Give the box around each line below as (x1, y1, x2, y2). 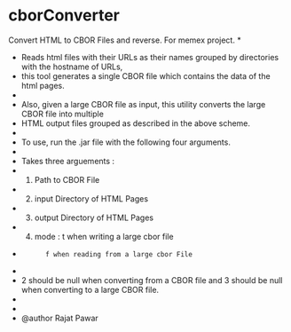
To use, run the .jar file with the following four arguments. (20, 137, 232, 147)
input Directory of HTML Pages (34, 193, 148, 204)
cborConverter (8, 5, 121, 26)
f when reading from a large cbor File (44, 249, 193, 258)
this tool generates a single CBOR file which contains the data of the (20, 70, 271, 81)
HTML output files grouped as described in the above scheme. (20, 117, 250, 129)
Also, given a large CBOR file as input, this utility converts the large (20, 99, 266, 109)
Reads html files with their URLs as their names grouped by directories (20, 51, 279, 62)
